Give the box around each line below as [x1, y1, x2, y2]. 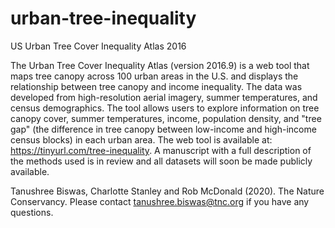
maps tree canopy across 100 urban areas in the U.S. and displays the [10, 70, 299, 82]
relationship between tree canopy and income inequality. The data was [10, 80, 303, 92]
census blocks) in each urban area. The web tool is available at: [10, 133, 273, 146]
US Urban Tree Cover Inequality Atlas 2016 [10, 40, 187, 52]
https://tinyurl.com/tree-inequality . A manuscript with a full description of [10, 144, 312, 156]
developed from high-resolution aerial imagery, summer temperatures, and [10, 91, 318, 103]
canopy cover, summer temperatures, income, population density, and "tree [10, 112, 322, 124]
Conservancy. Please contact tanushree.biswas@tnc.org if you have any [10, 195, 310, 207]
